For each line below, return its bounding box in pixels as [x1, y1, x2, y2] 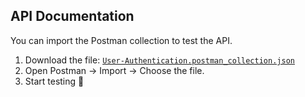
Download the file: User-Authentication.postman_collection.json [24, 54, 295, 66]
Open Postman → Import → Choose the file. [24, 64, 205, 76]
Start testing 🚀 [24, 75, 85, 87]
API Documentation [10, 8, 135, 25]
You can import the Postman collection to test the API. [10, 34, 233, 46]
